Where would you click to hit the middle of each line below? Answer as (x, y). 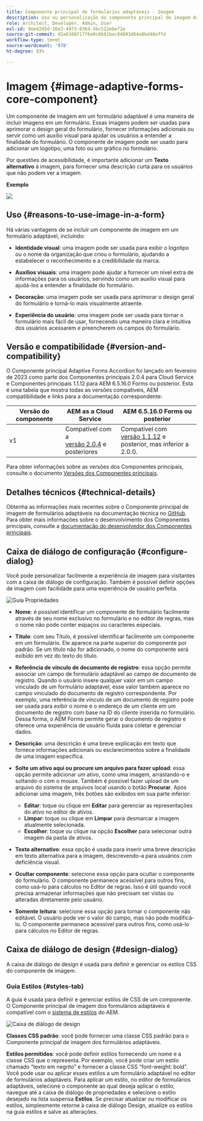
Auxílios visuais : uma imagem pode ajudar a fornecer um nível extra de (104, 272)
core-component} (52, 99)
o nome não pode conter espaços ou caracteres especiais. (88, 624)
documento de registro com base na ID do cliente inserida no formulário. (105, 712)
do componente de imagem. (41, 970)
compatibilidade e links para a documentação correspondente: (84, 396)
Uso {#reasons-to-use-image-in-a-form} (85, 215)
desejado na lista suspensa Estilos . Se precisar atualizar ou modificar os (97, 1099)
